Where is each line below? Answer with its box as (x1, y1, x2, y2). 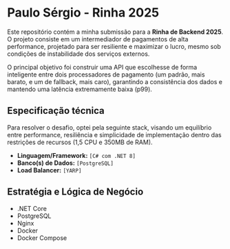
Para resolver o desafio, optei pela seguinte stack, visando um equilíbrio (7, 123, 212, 132)
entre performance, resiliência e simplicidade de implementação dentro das (7, 130, 222, 139)
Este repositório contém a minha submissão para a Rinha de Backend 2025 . (7, 28, 224, 36)
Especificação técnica (7, 105, 105, 117)
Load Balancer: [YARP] (17, 166, 82, 174)
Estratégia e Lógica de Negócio (7, 186, 144, 198)
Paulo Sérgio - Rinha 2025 (7, 5, 160, 21)
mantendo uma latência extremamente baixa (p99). (7, 85, 153, 93)
